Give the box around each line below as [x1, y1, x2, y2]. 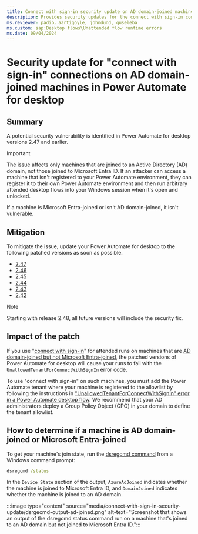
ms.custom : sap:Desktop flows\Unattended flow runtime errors [6, 25, 162, 31]
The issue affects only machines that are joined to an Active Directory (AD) [6, 161, 187, 168]
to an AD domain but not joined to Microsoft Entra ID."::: [6, 521, 141, 528]
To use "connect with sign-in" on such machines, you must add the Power [6, 377, 187, 384]
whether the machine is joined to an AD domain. [6, 491, 123, 498]
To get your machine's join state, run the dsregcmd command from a [6, 450, 173, 458]
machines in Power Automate [39, 81, 187, 94]
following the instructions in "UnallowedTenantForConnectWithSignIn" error [6, 389, 190, 397]
